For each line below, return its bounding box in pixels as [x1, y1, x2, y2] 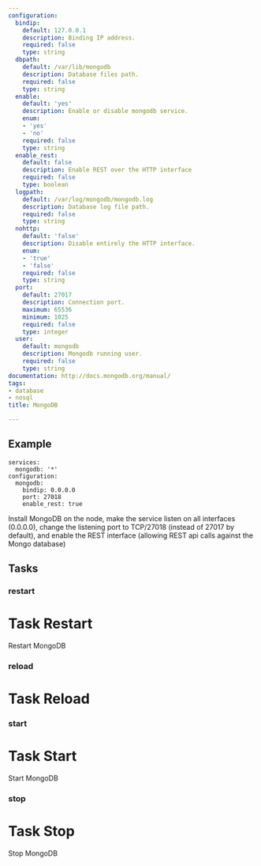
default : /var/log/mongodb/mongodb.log [22, 195, 154, 203]
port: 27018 [22, 493, 62, 501]
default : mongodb [22, 342, 80, 350]
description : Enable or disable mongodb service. [22, 108, 189, 115]
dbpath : [15, 56, 41, 64]
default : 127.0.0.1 [22, 26, 87, 34]
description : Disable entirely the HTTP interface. [22, 240, 196, 248]
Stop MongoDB [8, 848, 58, 858]
